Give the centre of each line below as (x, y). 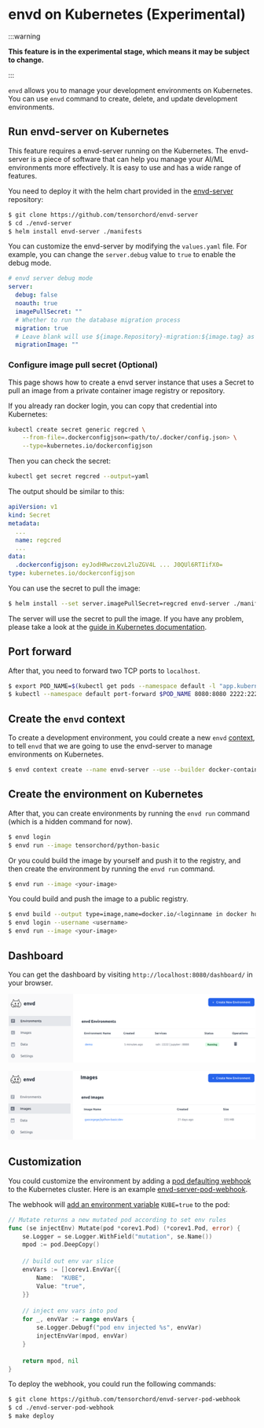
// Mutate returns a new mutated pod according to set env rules (117, 1220)
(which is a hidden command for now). (71, 821)
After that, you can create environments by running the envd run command (129, 813)
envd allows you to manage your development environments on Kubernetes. (130, 90)
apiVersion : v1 (33, 507)
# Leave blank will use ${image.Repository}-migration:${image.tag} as (135, 337)
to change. (26, 60)
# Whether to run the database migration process (98, 320)
